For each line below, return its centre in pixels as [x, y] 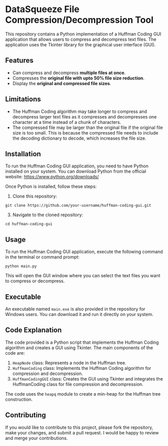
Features [19, 61]
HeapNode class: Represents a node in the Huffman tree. [69, 363]
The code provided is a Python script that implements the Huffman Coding [82, 342]
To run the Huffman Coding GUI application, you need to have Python [77, 166]
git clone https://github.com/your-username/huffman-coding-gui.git [78, 206]
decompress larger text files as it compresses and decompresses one [85, 116]
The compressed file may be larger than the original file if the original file [88, 128]
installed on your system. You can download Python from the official [76, 171]
